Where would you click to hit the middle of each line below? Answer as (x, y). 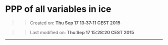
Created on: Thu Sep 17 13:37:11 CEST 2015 (75, 23)
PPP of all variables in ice (58, 9)
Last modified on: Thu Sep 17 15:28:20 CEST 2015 (82, 32)
